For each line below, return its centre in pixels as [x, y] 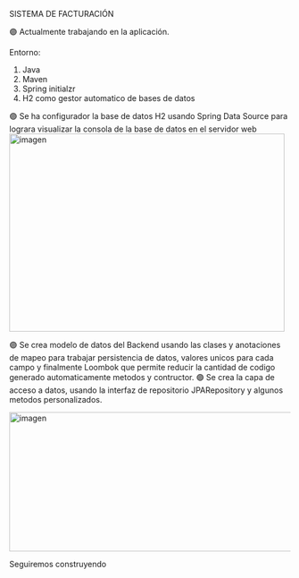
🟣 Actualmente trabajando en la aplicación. [89, 32]
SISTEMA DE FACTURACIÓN [62, 14]
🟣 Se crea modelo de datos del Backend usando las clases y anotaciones [145, 345]
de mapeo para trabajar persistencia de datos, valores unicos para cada [141, 357]
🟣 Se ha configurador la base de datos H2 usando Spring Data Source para [149, 116]
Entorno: [25, 52]
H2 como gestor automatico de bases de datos [108, 98]
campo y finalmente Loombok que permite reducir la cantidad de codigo [142, 367]
